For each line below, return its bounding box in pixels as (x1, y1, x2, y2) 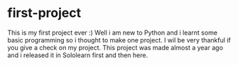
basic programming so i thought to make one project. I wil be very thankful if (7, 35, 231, 44)
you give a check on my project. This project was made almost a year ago (7, 43, 224, 52)
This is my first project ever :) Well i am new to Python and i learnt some (7, 28, 218, 37)
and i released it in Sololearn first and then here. (7, 51, 148, 59)
